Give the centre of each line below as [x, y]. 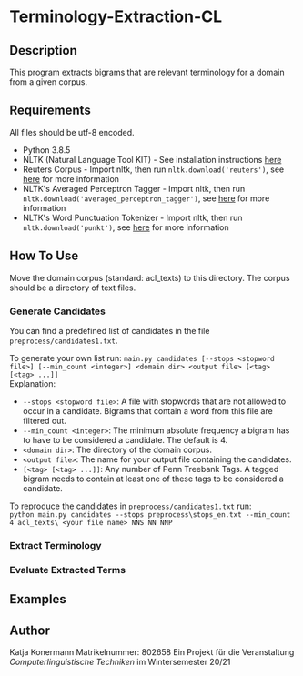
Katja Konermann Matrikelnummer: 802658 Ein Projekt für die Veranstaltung [152, 651]
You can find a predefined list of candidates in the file [110, 330]
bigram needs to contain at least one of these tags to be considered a [153, 479]
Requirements [50, 111]
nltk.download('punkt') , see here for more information [126, 227]
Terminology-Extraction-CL [116, 17]
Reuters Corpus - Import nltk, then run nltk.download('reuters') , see [153, 169]
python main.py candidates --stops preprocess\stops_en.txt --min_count [150, 515]
